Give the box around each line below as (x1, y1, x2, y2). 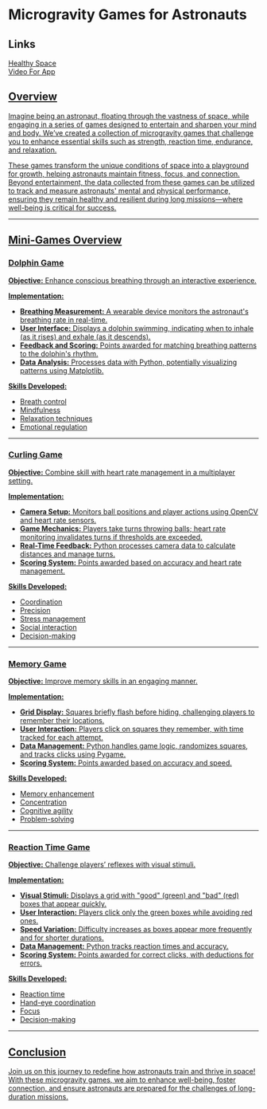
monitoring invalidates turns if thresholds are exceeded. (19, 532, 203, 541)
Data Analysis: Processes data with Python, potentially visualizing (19, 357, 238, 367)
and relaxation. (8, 145, 57, 155)
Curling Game (8, 449, 63, 460)
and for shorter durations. (19, 933, 105, 942)
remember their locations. (19, 716, 105, 726)
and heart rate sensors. (19, 515, 97, 525)
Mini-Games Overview (8, 234, 122, 247)
